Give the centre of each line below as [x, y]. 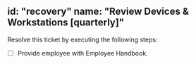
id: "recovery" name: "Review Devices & [98, 12]
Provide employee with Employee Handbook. [82, 53]
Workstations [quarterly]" [66, 23]
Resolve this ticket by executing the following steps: [82, 39]
